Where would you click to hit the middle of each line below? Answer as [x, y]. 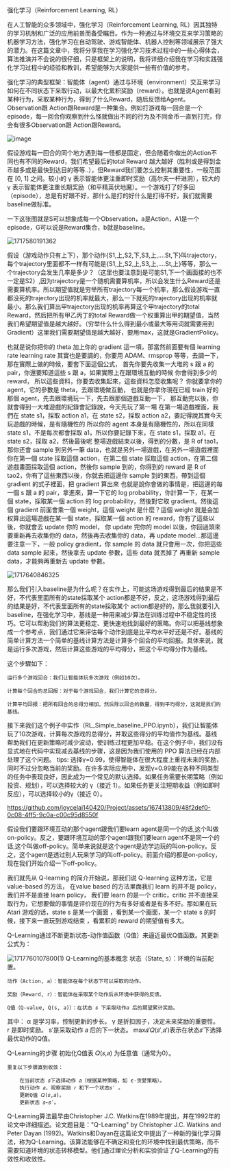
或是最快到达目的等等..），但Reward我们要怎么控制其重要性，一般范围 [123, 170]
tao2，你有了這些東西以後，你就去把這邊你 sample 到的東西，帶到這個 [106, 475]
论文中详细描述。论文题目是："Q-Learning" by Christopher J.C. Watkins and [114, 1124]
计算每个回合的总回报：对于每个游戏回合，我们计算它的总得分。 [84, 691]
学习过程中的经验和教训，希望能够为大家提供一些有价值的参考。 [103, 68]
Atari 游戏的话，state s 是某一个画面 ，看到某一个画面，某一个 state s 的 [109, 912]
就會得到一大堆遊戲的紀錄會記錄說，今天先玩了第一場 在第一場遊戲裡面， [110, 407]
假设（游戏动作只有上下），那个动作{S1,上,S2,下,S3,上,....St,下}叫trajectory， [114, 255]
